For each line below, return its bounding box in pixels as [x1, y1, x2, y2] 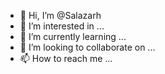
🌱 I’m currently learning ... [19, 31, 127, 42]
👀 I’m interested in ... [19, 20, 105, 32]
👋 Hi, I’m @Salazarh [19, 10, 102, 21]
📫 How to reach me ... [19, 53, 113, 64]
